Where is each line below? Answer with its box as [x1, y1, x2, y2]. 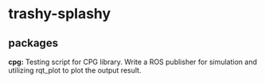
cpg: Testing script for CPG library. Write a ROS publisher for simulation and [8, 57, 257, 66]
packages [8, 36, 58, 50]
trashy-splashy [8, 5, 111, 23]
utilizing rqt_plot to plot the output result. [8, 66, 142, 75]
